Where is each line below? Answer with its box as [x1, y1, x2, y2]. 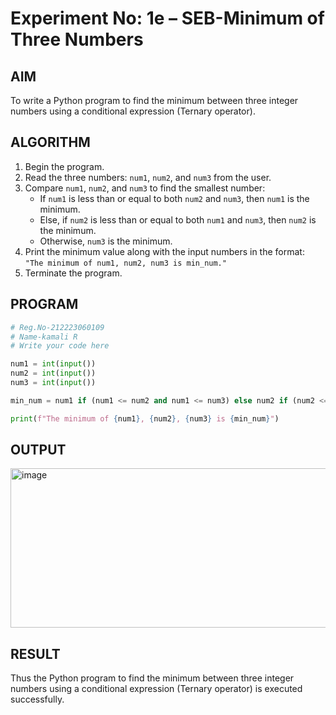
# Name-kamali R [10, 332, 78, 342]
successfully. [10, 693, 65, 706]
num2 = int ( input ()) [10, 368, 97, 379]
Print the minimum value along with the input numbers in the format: [24, 245, 305, 257]
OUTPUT [10, 442, 67, 459]
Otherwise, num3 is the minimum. [39, 235, 173, 247]
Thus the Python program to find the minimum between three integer [10, 672, 295, 684]
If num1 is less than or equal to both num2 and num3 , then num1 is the [39, 192, 310, 204]
